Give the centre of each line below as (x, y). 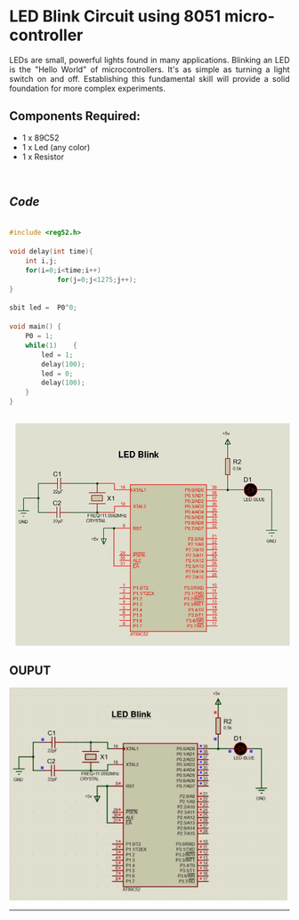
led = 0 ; (57, 374)
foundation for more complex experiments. (88, 88)
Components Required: (75, 116)
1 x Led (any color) (56, 147)
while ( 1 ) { (51, 345)
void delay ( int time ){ (51, 252)
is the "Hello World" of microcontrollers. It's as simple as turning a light (149, 69)
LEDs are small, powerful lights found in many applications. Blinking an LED (149, 60)
